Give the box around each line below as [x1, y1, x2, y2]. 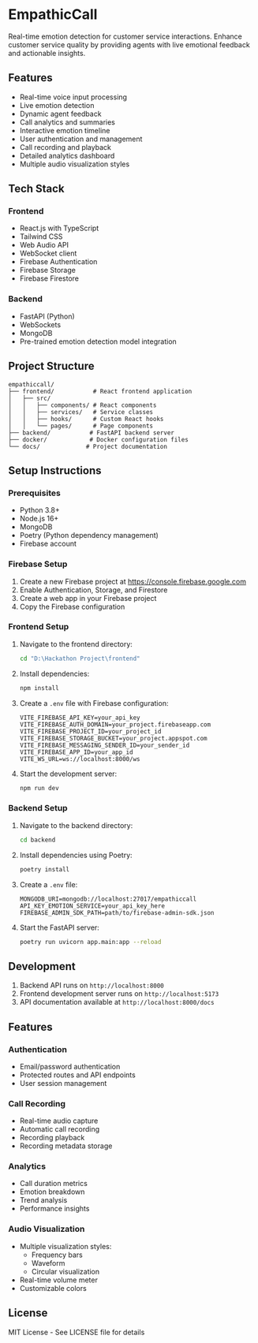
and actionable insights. [8, 48, 86, 58]
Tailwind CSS [19, 232, 63, 241]
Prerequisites [8, 487, 61, 498]
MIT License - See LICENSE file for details [8, 1327, 145, 1337]
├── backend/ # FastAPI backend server [8, 428, 175, 437]
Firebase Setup [8, 558, 68, 569]
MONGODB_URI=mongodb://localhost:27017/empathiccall [19, 895, 197, 903]
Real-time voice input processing [19, 92, 128, 102]
